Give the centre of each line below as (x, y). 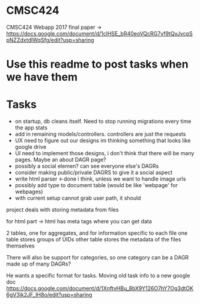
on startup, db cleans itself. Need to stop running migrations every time (103, 122)
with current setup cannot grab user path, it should (78, 198)
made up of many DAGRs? (38, 264)
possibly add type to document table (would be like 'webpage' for (96, 185)
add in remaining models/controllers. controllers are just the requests (100, 134)
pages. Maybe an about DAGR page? (60, 160)
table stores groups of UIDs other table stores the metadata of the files (94, 240)
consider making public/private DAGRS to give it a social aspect (94, 173)
